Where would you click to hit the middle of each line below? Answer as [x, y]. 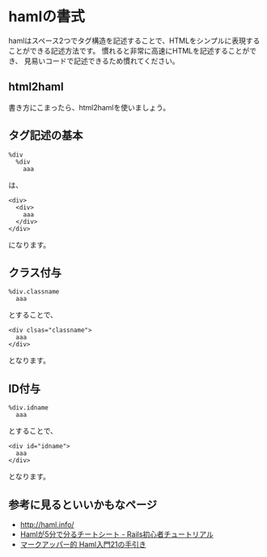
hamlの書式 [47, 17]
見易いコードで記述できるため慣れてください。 [102, 61]
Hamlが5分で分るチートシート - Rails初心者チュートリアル [117, 534]
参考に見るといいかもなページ [83, 505]
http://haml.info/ [47, 525]
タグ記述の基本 [46, 136]
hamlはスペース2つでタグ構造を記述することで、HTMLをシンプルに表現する [134, 41]
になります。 [30, 245]
